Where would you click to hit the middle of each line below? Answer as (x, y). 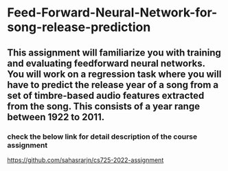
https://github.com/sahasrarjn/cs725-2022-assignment (85, 160)
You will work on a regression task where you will (114, 74)
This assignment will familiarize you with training (114, 53)
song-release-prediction (79, 27)
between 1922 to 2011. (56, 117)
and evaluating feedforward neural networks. (106, 63)
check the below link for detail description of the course (102, 137)
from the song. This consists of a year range (104, 106)
